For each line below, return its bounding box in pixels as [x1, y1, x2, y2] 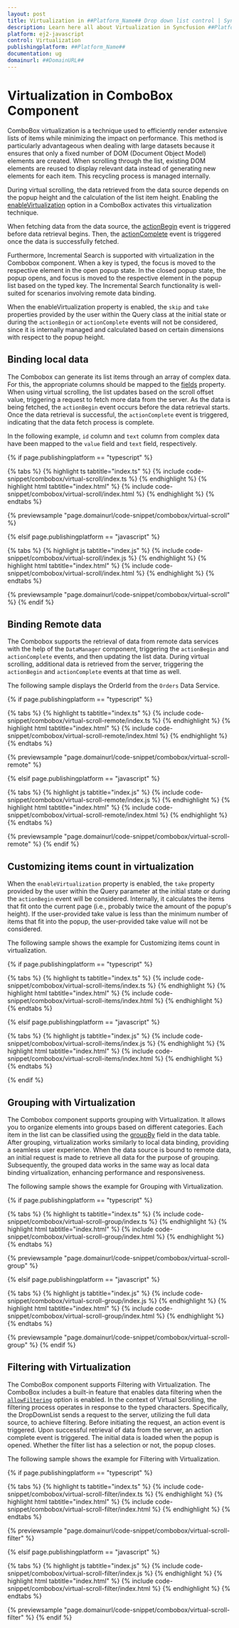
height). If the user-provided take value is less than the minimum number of [7, 910, 229, 918]
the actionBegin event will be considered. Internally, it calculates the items [7, 895, 225, 903]
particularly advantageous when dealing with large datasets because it [7, 141, 215, 150]
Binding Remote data [7, 618, 102, 631]
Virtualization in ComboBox [7, 87, 174, 103]
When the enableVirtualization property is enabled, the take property [7, 879, 215, 888]
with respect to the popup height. [7, 333, 105, 341]
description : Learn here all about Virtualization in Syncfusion [7, 24, 205, 31]
